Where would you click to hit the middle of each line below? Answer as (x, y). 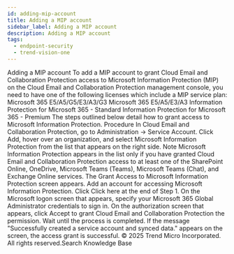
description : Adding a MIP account (59, 33)
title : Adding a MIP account (50, 20)
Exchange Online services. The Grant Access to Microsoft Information (108, 176)
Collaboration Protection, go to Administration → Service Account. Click (110, 132)
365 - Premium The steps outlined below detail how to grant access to (108, 117)
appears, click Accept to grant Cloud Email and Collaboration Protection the (116, 213)
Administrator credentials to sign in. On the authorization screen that (105, 206)
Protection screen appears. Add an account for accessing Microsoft (105, 184)
